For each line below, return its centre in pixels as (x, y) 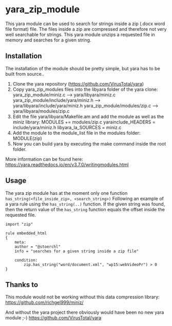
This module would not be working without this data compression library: (83, 297)
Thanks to (22, 285)
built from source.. (25, 74)
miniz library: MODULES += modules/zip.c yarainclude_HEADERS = (84, 122)
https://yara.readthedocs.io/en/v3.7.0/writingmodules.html (67, 165)
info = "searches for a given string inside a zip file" (77, 251)
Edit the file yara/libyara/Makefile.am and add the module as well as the (88, 116)
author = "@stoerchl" (37, 247)
